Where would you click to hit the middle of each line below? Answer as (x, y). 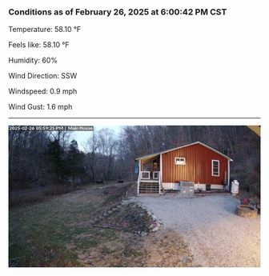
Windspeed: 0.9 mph (43, 91)
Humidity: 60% (33, 60)
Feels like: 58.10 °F (39, 45)
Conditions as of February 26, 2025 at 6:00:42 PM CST (118, 12)
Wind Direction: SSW (43, 76)
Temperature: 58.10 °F (45, 30)
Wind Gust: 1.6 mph (40, 107)
